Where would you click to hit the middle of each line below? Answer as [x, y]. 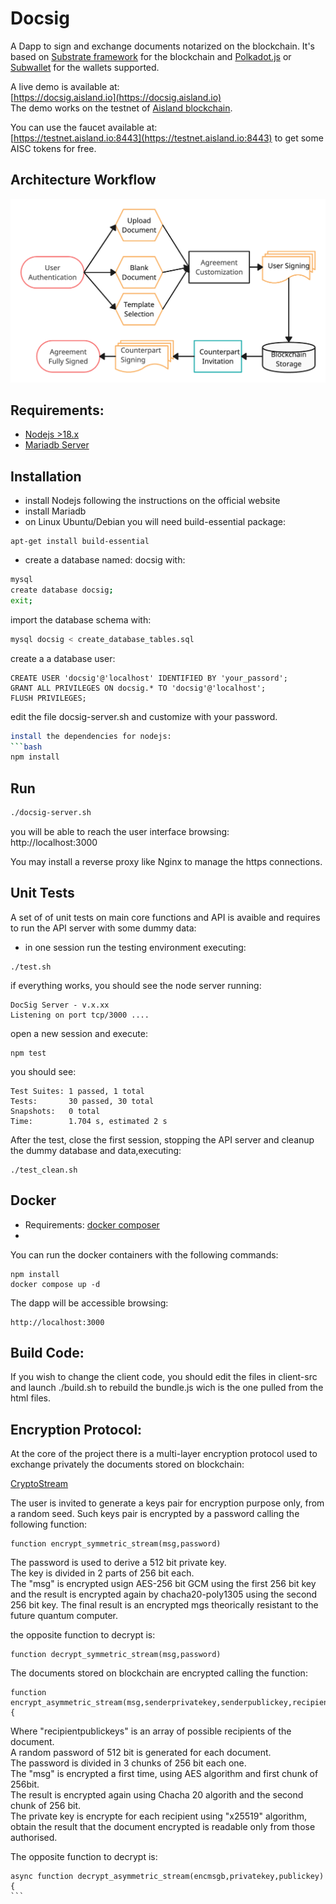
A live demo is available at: [65, 86]
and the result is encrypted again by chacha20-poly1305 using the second [164, 1594]
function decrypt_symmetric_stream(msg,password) [116, 1655]
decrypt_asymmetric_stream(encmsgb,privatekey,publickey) [201, 1877]
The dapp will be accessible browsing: [89, 1303]
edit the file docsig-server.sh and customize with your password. [144, 716]
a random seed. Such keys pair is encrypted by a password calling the [155, 1514]
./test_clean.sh [44, 1170]
